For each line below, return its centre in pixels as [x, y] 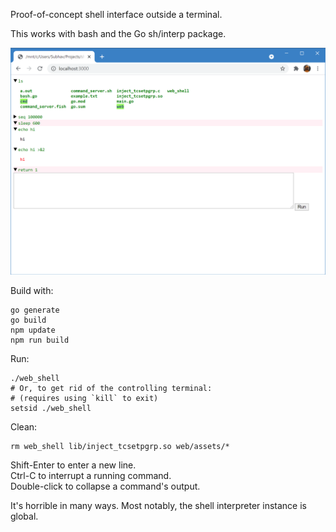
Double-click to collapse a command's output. [105, 486]
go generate [35, 310]
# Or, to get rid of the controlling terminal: [111, 389]
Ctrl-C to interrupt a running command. [91, 476]
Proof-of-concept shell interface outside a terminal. [116, 14]
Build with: [32, 291]
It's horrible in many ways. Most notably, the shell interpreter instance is [158, 506]
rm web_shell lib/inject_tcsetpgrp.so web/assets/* [120, 447]
